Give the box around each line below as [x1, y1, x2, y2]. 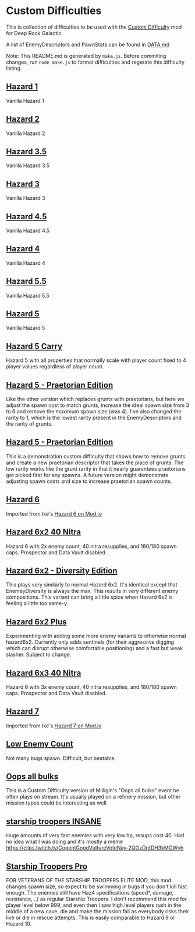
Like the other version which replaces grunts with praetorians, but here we [6, 396, 185, 403]
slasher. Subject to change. [6, 651, 72, 658]
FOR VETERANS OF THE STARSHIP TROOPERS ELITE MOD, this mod [6, 877, 172, 883]
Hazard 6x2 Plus [6, 617, 67, 627]
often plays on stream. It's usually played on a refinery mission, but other [6, 793, 181, 800]
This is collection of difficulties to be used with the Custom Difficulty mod [6, 23, 182, 30]
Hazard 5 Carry [6, 341, 63, 351]
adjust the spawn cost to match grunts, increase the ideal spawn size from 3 [6, 402, 189, 409]
